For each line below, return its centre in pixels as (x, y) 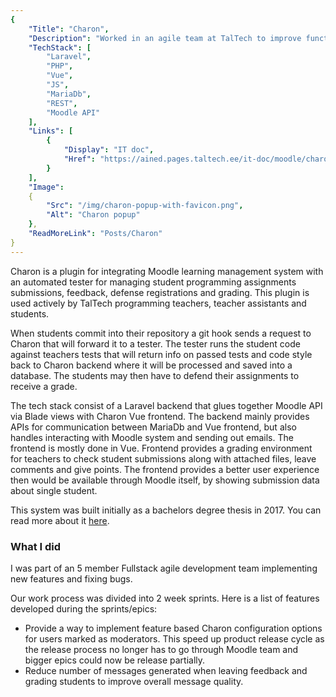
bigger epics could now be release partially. (115, 660)
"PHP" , (60, 66)
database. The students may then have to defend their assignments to (155, 375)
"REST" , (62, 103)
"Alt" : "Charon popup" (93, 215)
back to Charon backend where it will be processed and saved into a (151, 365)
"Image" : (46, 187)
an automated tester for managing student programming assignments (153, 282)
